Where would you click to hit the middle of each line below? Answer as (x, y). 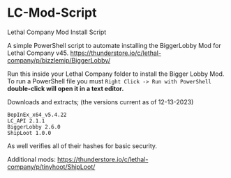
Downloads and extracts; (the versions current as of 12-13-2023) (100, 102)
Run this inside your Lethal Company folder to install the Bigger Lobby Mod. (116, 74)
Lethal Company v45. (38, 53)
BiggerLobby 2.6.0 (34, 127)
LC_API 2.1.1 (26, 121)
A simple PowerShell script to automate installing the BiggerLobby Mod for (114, 45)
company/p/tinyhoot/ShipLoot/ (51, 167)
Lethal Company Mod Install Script (57, 32)
